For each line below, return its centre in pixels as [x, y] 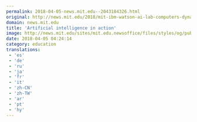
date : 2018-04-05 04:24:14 [39, 39]
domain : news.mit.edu [33, 22]
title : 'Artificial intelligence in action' [61, 28]
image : [14, 33]
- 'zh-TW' [21, 93]
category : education [31, 45]
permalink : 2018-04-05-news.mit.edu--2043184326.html [73, 11]
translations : [23, 50]
